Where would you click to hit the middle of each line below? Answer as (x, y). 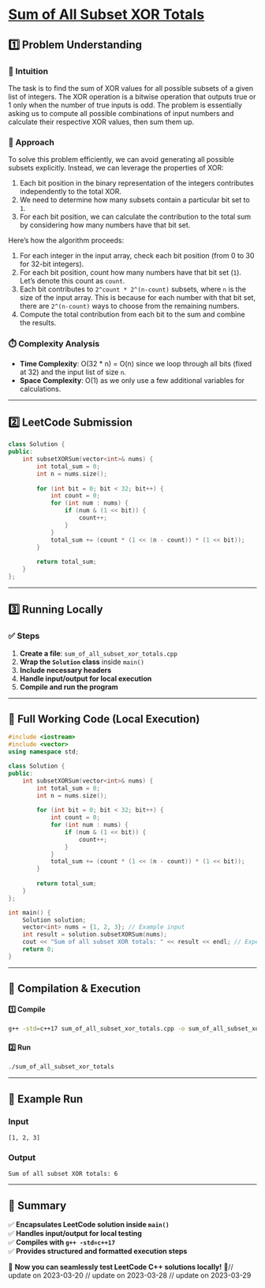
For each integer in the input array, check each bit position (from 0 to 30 (137, 256)
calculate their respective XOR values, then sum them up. (101, 122)
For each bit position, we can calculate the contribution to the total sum (135, 217)
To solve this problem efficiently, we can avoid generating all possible (121, 160)
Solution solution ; (54, 920)
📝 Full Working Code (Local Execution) (104, 719)
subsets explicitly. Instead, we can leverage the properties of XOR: (116, 168)
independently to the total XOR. (71, 192)
